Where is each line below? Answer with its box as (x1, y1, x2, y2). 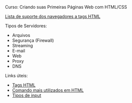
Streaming (12, 43, 33, 48)
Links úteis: (5, 73, 28, 78)
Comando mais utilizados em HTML (12, 87, 84, 93)
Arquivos (12, 33, 31, 38)
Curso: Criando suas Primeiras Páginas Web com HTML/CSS (5, 4, 128, 10)
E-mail (12, 48, 25, 53)
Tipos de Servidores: (5, 23, 47, 29)
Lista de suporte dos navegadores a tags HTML (5, 14, 101, 19)
